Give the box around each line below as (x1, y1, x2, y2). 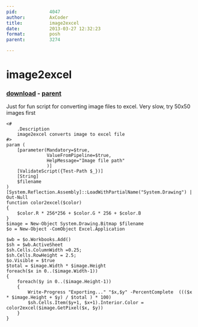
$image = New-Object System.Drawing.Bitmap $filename (6, 221, 144, 227)
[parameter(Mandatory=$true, (17, 147, 90, 153)
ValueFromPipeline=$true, (46, 153, 112, 159)
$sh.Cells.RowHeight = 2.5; (6, 252, 77, 258)
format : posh (6, 31, 61, 37)
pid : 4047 (6, 8, 61, 15)
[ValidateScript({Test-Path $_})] (17, 168, 104, 174)
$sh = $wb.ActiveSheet (6, 242, 63, 248)
